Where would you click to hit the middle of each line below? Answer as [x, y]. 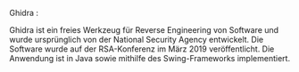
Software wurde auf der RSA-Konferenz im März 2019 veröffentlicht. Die [142, 49]
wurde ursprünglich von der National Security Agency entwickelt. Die [137, 40]
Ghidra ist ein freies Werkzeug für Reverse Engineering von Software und [144, 30]
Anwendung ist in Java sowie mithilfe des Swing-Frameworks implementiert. [150, 58]
